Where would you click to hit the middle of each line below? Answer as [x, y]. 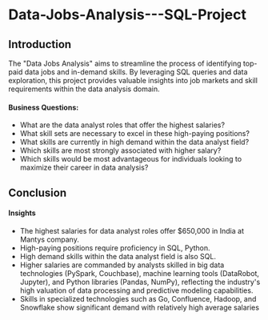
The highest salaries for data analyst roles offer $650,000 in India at [132, 230]
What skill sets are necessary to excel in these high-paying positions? [135, 134]
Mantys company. [50, 239]
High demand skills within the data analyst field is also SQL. [118, 256]
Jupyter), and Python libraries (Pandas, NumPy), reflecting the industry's [140, 282]
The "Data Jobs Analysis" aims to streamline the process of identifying [125, 63]
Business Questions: [44, 107]
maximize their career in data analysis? [84, 168]
